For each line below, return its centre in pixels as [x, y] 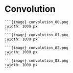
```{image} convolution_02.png [36, 48]
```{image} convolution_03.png [36, 61]
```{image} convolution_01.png [36, 35]
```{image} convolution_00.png [36, 22]
